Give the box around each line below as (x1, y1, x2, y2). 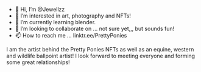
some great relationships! (6, 59, 70, 66)
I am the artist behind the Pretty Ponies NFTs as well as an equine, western (6, 46, 194, 53)
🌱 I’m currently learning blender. (15, 19, 96, 25)
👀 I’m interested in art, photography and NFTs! (15, 12, 131, 19)
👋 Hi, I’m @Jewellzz (15, 6, 65, 13)
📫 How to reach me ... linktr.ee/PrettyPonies (15, 32, 127, 39)
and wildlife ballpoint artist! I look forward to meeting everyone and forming (6, 52, 196, 59)
